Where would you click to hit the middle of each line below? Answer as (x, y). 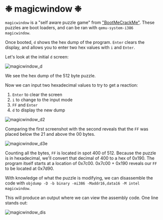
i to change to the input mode (42, 100)
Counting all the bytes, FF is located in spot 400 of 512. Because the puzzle (81, 153)
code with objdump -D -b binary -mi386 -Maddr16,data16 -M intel (72, 183)
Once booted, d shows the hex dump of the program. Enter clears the (75, 42)
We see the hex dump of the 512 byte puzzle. (51, 75)
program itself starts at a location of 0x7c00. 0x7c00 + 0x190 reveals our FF (81, 163)
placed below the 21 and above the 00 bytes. (50, 134)
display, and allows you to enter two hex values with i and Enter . (70, 47)
